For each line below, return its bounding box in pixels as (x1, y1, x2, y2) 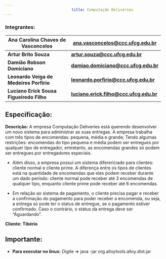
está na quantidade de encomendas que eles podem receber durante (12, 170, 154, 176)
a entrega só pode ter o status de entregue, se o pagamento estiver (12, 201, 150, 207)
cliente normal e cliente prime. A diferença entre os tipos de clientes (12, 164, 152, 171)
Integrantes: (5, 23, 36, 30)
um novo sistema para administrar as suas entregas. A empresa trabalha (5, 129, 153, 135)
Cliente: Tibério (5, 221, 38, 227)
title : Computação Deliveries (71, 7, 134, 12)
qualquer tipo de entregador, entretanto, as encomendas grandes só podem (5, 145, 160, 151)
